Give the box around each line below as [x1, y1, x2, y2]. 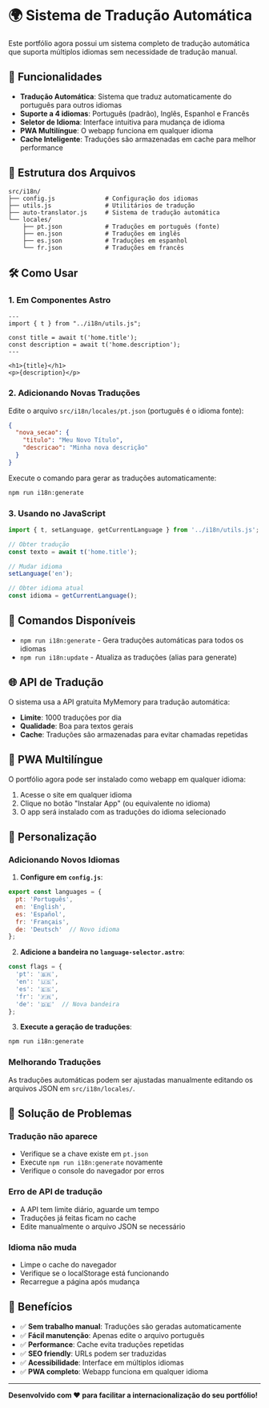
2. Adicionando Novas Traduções [8, 387, 141, 398]
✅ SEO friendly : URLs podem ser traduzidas [19, 1349, 167, 1358]
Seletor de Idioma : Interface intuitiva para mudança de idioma [19, 117, 226, 127]
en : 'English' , [15, 903, 66, 911]
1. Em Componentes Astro [8, 294, 111, 305]
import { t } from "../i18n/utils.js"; [8, 320, 142, 328]
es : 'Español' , [15, 910, 66, 918]
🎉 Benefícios [8, 1300, 73, 1314]
